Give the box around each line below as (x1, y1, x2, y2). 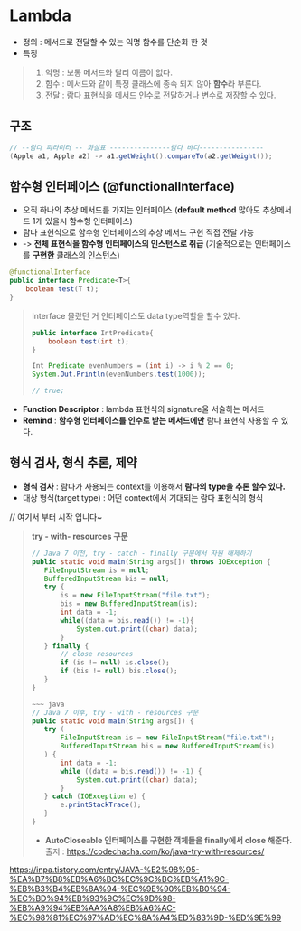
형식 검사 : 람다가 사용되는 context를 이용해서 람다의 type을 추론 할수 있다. (22, 481, 287, 492)
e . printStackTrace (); (60, 801, 142, 810)
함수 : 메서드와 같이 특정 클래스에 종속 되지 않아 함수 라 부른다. (44, 78, 262, 89)
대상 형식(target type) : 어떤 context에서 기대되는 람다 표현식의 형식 (22, 492, 264, 503)
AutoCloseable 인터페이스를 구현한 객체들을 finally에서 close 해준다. (44, 834, 293, 845)
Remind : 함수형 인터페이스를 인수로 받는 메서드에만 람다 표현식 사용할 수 (22, 415, 279, 426)
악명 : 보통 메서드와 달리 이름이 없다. (44, 67, 174, 78)
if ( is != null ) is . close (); (60, 658, 170, 667)
